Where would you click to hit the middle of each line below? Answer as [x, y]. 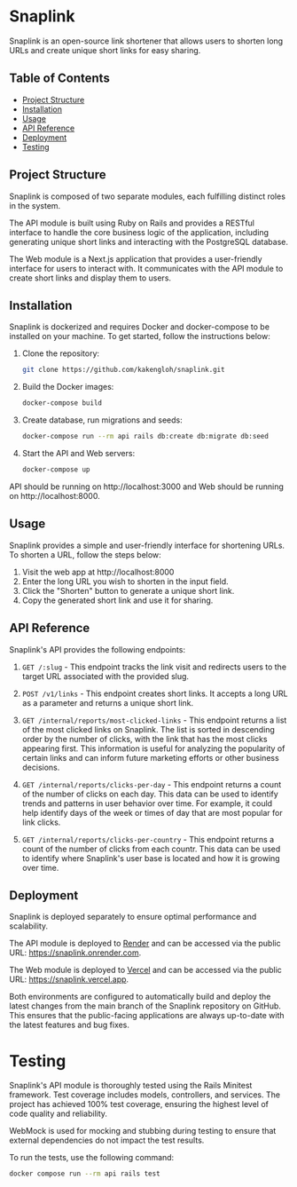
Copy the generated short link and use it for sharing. [117, 600]
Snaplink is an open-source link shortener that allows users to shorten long [146, 41]
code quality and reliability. [59, 1114]
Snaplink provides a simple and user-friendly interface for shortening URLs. [147, 545]
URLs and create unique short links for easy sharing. [105, 50]
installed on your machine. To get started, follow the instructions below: [140, 336]
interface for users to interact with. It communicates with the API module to [146, 268]
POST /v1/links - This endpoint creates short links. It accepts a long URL [155, 693]
